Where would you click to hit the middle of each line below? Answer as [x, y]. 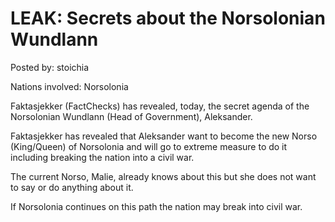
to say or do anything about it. [72, 187]
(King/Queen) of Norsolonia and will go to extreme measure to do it [149, 146]
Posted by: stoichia [50, 67]
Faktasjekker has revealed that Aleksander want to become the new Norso [164, 136]
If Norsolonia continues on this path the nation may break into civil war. [156, 206]
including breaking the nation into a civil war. [102, 157]
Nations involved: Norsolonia [69, 86]
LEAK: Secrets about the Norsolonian [168, 18]
